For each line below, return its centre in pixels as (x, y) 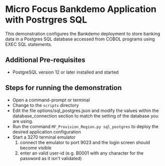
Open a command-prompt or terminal (51, 100)
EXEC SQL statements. (29, 44)
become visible (36, 147)
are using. (23, 121)
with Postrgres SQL (46, 20)
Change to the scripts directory (46, 105)
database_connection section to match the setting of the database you (86, 115)
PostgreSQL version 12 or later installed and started (65, 72)
